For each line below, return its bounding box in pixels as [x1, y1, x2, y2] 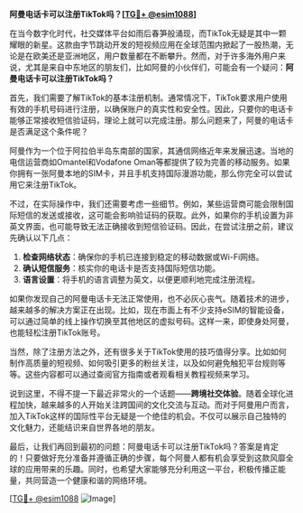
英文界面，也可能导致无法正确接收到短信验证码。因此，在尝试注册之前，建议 [9, 221, 294, 231]
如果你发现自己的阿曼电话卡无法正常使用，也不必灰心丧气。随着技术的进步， [9, 294, 294, 303]
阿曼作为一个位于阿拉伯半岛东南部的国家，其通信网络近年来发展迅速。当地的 [9, 145, 294, 156]
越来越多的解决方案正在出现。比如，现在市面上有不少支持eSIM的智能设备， [9, 304, 289, 315]
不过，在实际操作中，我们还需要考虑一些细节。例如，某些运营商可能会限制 [9, 199, 286, 209]
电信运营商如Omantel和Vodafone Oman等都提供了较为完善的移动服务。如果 [9, 157, 290, 167]
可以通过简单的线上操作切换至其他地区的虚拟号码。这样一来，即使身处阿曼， [9, 316, 294, 326]
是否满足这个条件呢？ [9, 126, 88, 136]
